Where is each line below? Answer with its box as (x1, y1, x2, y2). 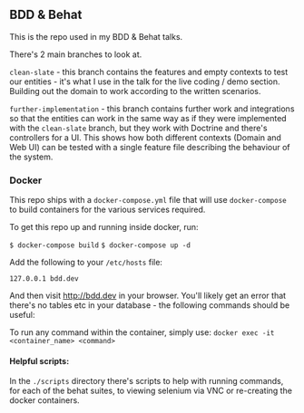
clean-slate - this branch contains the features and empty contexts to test (9, 66, 289, 77)
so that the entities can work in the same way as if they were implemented (9, 112, 288, 123)
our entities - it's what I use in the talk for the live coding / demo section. (9, 76, 280, 87)
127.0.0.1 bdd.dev (9, 274, 79, 283)
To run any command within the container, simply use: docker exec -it (9, 327, 275, 338)
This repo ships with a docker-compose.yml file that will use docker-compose (9, 195, 288, 206)
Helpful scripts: (9, 355, 70, 366)
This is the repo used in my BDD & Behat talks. (9, 31, 183, 42)
